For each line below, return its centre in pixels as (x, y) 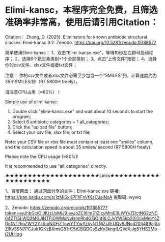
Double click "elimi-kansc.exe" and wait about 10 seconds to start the (82, 111)
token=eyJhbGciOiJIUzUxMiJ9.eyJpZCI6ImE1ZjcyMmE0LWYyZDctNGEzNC (82, 213)
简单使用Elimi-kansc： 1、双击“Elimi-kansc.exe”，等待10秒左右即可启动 (77, 53)
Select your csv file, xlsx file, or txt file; (51, 132)
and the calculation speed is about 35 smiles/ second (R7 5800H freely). (78, 147)
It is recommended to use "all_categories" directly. (56, 166)
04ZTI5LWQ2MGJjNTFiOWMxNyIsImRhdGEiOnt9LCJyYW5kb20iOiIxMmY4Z (82, 218)
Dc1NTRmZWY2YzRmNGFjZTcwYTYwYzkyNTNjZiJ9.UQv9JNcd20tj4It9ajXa (82, 223)
